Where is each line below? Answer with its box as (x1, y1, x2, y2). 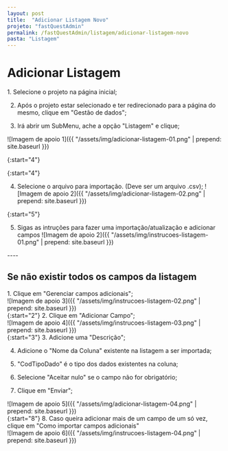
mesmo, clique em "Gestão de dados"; (16, 108, 127, 117)
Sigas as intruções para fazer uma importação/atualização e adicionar (16, 224, 216, 232)
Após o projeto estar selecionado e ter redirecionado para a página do (16, 101, 216, 110)
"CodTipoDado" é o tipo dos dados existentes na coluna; (16, 360, 179, 368)
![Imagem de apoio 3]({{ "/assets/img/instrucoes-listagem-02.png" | (7, 297, 201, 305)
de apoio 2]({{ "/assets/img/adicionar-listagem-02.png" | (43, 189, 206, 198)
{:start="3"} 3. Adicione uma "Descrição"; (7, 333, 126, 341)
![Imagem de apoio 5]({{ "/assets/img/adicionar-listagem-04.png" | (7, 400, 197, 408)
